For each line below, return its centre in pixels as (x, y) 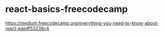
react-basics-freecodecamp (67, 9)
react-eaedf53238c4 (27, 28)
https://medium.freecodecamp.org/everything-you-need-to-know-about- (82, 23)
